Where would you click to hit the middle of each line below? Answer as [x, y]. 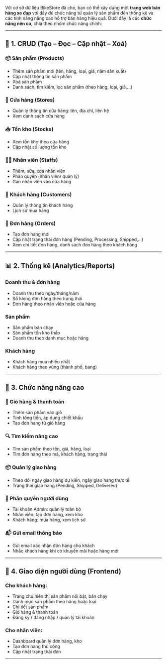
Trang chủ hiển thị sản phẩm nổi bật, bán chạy [60, 596]
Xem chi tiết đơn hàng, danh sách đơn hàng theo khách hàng [75, 245]
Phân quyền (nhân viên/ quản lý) [46, 176]
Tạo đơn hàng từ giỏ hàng [39, 423]
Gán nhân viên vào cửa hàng [42, 181]
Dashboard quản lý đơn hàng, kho [47, 641]
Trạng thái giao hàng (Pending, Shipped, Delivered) [65, 485]
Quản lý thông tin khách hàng [42, 205]
